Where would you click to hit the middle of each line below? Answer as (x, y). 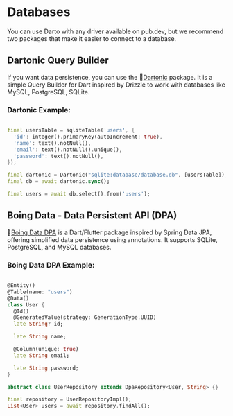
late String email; (42, 355)
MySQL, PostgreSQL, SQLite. (49, 92)
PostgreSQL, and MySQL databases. (59, 247)
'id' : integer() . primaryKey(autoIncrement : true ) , (88, 137)
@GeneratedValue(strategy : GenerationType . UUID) (85, 318)
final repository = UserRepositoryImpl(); (69, 399)
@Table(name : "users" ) (40, 292)
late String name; (40, 337)
